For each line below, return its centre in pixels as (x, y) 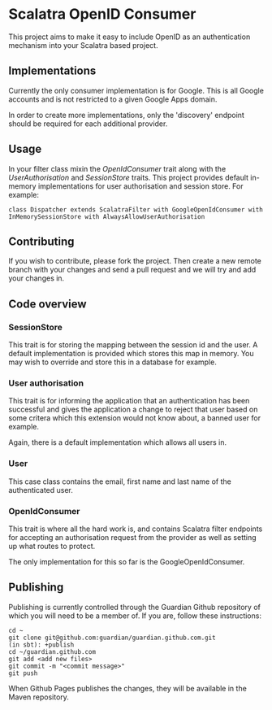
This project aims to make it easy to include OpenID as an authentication (130, 37)
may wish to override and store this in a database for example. (112, 362)
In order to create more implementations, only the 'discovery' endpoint (127, 115)
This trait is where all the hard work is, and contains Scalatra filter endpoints (136, 529)
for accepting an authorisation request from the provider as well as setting (133, 537)
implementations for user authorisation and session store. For (140, 186)
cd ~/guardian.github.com (52, 651)
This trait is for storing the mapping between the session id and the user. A (133, 345)
